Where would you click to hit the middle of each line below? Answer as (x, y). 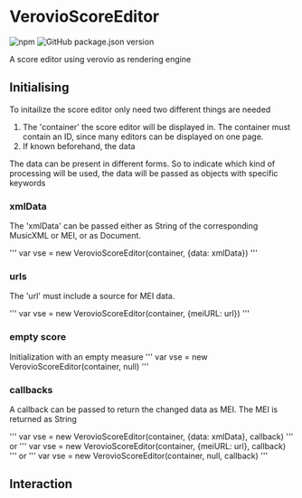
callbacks (31, 390)
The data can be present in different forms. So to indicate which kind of (142, 164)
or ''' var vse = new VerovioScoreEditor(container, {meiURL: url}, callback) (148, 446)
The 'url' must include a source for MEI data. (92, 296)
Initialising (39, 88)
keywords (28, 183)
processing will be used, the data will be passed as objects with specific (144, 173)
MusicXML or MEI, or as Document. (75, 236)
